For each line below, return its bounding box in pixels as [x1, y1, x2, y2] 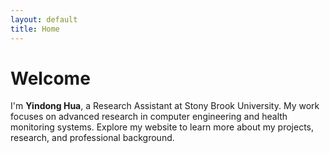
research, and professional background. [10, 132, 175, 144]
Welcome [10, 67, 91, 90]
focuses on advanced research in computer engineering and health [10, 111, 288, 123]
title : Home [10, 24, 60, 34]
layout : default [10, 14, 78, 25]
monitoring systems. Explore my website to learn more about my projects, [10, 121, 315, 133]
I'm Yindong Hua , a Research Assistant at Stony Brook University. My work [10, 100, 320, 112]
